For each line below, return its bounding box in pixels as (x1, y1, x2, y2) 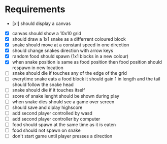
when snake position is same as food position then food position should (12, 59, 162, 65)
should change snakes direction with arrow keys (12, 47, 114, 54)
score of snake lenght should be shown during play (12, 93, 120, 99)
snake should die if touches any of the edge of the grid (12, 70, 127, 76)
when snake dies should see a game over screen (12, 98, 115, 105)
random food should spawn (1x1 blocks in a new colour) (12, 53, 129, 60)
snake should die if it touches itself (12, 87, 85, 93)
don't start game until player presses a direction (12, 133, 113, 139)
